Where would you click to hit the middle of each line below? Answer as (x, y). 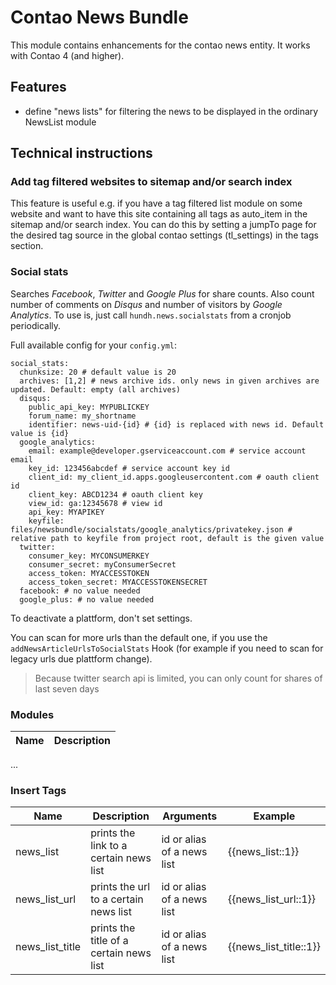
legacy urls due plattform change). (81, 658)
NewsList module (60, 122)
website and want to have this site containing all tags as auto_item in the (159, 214)
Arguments (190, 816)
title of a (109, 941)
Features (38, 87)
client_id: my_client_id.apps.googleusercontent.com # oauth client (174, 477)
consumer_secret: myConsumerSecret (102, 564)
